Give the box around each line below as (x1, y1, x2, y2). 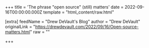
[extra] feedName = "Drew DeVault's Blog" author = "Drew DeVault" (5, 19, 140, 24)
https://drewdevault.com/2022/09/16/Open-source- (35, 24, 139, 30)
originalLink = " (5, 24, 35, 30)
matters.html (5, 29, 30, 34)
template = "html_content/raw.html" (43, 9, 115, 15)
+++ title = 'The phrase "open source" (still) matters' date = (5, 4, 124, 10)
